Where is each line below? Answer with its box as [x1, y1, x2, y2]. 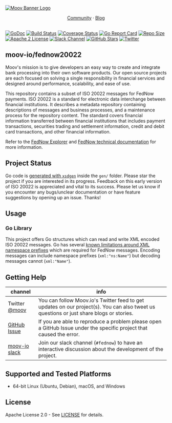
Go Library [5, 224, 32, 232]
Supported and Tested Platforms [5, 370, 112, 378]
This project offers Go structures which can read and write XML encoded [5, 236, 160, 242]
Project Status [5, 159, 52, 168]
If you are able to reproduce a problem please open [38, 318, 162, 325]
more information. [5, 144, 43, 150]
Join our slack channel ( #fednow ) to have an [38, 339, 143, 347]
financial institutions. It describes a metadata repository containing [5, 101, 146, 107]
